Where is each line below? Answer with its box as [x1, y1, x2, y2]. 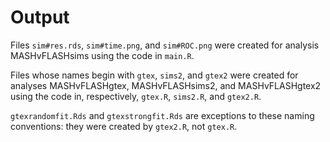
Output [10, 6, 70, 29]
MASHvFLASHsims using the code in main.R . [10, 49, 195, 61]
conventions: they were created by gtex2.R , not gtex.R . [10, 120, 238, 132]
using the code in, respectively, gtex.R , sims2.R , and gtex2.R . [10, 90, 262, 102]
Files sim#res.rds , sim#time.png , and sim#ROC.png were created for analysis [10, 39, 320, 51]
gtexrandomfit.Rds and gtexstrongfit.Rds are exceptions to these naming [10, 109, 315, 121]
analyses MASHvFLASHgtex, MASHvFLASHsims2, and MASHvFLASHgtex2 [10, 79, 322, 91]
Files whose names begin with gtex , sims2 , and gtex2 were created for [10, 69, 299, 81]
